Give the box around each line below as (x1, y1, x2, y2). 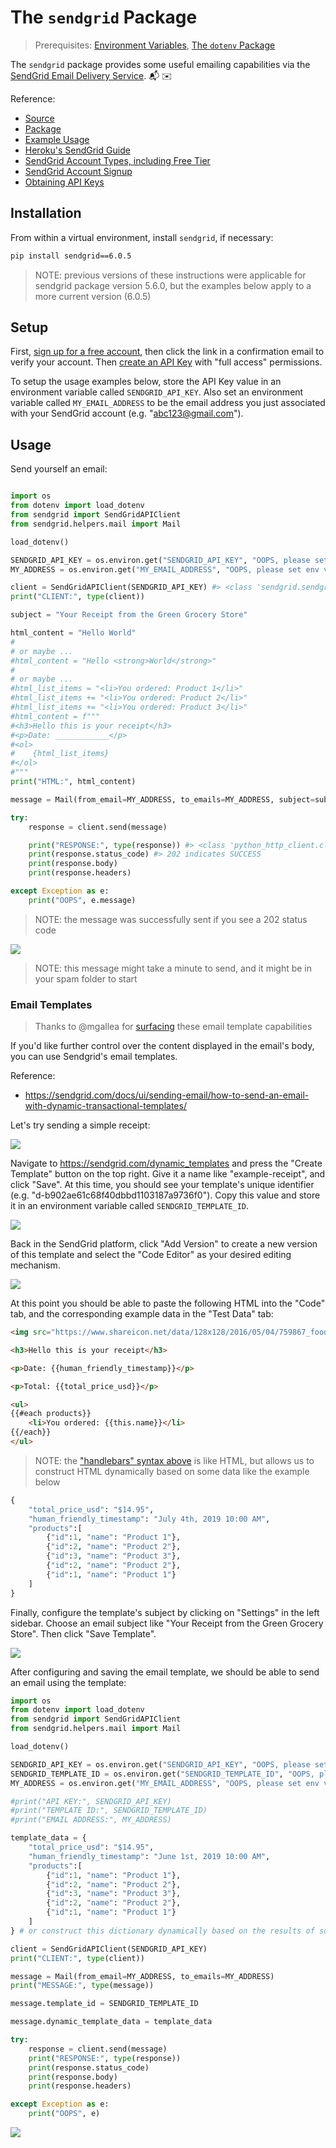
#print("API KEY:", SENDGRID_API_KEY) (10, 1796, 172, 1806)
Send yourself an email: (10, 463, 108, 475)
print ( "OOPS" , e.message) (28, 895, 137, 905)
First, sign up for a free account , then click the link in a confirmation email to (10, 346, 325, 358)
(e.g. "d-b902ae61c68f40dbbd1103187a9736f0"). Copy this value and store (10, 1189, 321, 1201)
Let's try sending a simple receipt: (10, 1119, 151, 1131)
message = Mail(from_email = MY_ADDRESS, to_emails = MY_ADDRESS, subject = (10, 794, 315, 805)
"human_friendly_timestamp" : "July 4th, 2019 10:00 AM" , (28, 1514, 271, 1524)
